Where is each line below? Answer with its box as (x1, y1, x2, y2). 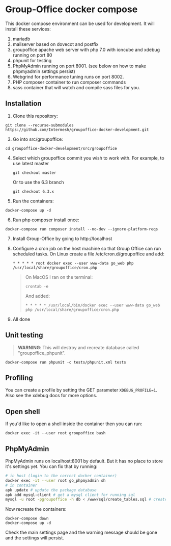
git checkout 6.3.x (12, 189, 54, 194)
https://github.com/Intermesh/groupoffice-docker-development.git (5, 127, 149, 132)
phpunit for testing (12, 57, 52, 63)
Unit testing (5, 331, 43, 340)
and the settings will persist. (5, 535, 65, 541)
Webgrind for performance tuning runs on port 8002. (12, 73, 124, 80)
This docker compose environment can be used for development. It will (5, 20, 155, 27)
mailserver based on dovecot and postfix (12, 41, 99, 47)
